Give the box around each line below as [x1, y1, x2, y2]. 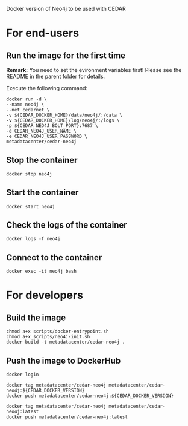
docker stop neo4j [6, 171, 52, 177]
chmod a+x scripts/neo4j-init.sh [6, 334, 90, 340]
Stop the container [6, 155, 78, 165]
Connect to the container [6, 252, 102, 263]
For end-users [6, 27, 80, 40]
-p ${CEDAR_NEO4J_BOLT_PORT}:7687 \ [6, 123, 98, 129]
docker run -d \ [6, 96, 47, 102]
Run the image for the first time [6, 50, 125, 61]
